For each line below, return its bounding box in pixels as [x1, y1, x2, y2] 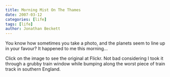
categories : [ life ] [5, 17, 47, 22]
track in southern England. [5, 66, 61, 72]
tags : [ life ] [5, 21, 33, 27]
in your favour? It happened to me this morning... [5, 46, 108, 52]
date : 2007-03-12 [5, 12, 42, 17]
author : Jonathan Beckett [5, 26, 60, 31]
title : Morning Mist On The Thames [5, 7, 81, 13]
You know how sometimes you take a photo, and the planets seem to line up [5, 40, 165, 46]
